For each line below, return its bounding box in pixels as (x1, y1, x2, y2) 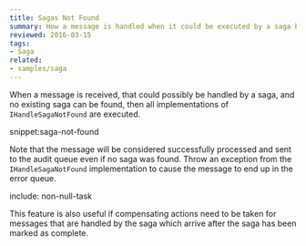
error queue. (9, 172, 56, 183)
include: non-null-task (9, 190, 93, 201)
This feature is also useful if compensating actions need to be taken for (9, 208, 277, 219)
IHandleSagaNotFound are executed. (9, 108, 141, 119)
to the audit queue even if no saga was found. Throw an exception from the (9, 153, 292, 164)
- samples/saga (9, 65, 67, 74)
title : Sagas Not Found (9, 13, 100, 23)
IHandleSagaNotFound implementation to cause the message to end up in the (9, 163, 293, 174)
